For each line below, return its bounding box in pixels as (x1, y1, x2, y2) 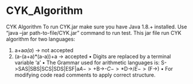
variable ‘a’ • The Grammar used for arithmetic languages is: (14, 59, 160, 66)
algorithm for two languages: (6, 35, 76, 42)
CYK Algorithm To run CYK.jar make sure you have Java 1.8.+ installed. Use (6, 23, 188, 30)
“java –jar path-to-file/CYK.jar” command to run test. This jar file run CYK (6, 29, 182, 36)
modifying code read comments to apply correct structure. (14, 71, 156, 78)
